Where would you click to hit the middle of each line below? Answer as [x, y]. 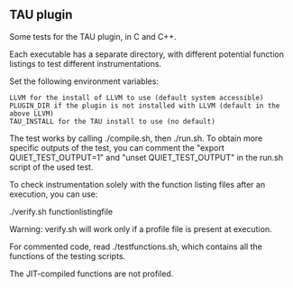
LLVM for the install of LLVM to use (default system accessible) [137, 98]
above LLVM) [32, 113]
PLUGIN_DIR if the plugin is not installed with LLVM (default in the [145, 106]
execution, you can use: [54, 194]
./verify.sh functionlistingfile [61, 211]
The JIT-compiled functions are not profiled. [92, 274]
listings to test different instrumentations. [86, 63]
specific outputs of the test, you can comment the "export [117, 147]
